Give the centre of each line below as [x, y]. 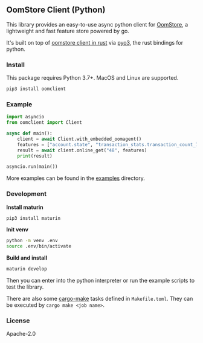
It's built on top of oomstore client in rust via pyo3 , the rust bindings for [95, 42]
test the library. [25, 287]
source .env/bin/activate [39, 246]
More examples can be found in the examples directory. [76, 178]
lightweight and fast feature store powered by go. [68, 31]
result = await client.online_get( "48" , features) [82, 150]
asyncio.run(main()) [32, 167]
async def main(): [29, 133]
